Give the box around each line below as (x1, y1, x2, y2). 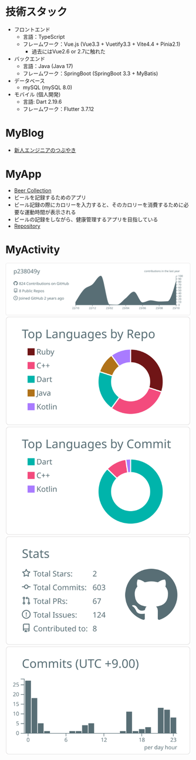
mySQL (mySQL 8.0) (22, 83, 73, 91)
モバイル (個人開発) (13, 90, 61, 97)
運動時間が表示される (24, 208, 76, 215)
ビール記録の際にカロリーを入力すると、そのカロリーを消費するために (13, 201, 184, 208)
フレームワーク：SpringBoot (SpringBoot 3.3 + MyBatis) (22, 70, 158, 77)
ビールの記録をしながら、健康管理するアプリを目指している (13, 215, 158, 223)
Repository (13, 222, 40, 229)
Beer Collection (13, 187, 52, 194)
